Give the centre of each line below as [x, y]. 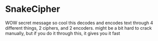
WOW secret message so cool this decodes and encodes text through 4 [79, 23]
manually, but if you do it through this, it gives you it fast [63, 33]
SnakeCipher [33, 9]
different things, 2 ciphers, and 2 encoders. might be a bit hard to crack [79, 28]
